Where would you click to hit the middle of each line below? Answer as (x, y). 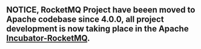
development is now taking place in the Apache (97, 29)
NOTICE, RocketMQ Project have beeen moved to (101, 10)
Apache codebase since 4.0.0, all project (85, 20)
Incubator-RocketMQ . (48, 38)
